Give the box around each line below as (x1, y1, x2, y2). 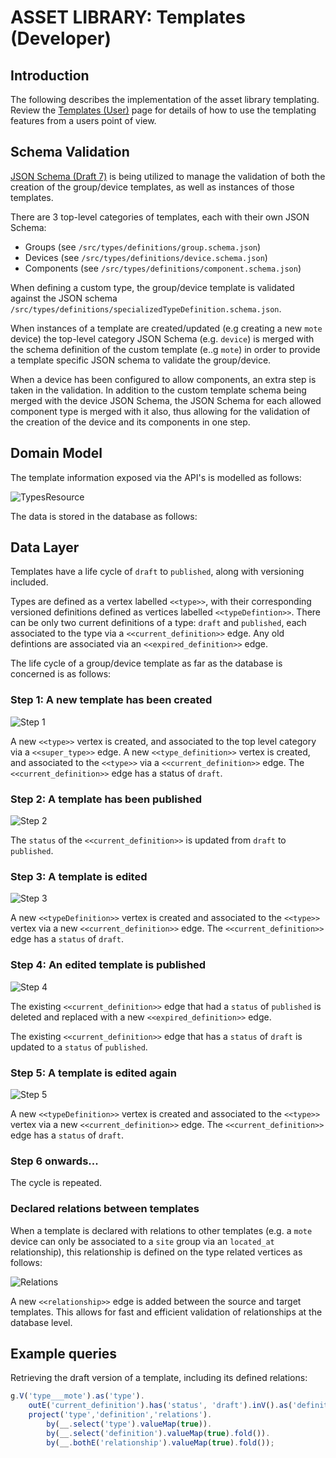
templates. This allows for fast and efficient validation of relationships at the (10, 1306, 323, 1318)
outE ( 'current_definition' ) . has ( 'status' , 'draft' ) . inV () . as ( (28, 1401, 293, 1411)
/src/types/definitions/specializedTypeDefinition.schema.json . (10, 302, 282, 315)
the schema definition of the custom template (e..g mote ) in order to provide (10, 343, 321, 355)
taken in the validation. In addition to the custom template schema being (10, 384, 307, 396)
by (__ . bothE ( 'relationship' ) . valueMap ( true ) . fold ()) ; (46, 1437, 275, 1448)
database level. (10, 1316, 73, 1328)
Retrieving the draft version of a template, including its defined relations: (10, 1372, 308, 1384)
